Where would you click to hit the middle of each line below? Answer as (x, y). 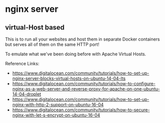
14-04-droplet (26, 94)
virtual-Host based (35, 27)
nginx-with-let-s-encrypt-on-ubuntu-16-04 (56, 115)
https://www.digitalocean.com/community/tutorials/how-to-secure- (81, 110)
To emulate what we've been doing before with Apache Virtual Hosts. (76, 54)
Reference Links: (22, 63)
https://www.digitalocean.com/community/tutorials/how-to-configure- (84, 83)
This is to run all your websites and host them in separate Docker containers (82, 39)
